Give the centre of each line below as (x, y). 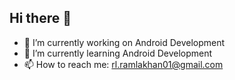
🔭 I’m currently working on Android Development (124, 42)
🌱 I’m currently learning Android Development (118, 53)
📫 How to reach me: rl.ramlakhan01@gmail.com (123, 64)
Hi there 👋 (40, 18)
